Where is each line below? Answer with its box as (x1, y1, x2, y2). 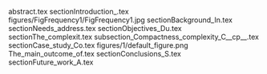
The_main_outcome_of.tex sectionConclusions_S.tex (8, 49, 182, 58)
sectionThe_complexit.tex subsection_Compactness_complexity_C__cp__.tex (8, 32, 259, 41)
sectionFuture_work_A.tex (8, 57, 94, 67)
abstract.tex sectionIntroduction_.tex (8, 7, 130, 16)
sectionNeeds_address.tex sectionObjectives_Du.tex (8, 24, 182, 33)
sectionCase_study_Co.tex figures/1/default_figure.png (8, 41, 188, 50)
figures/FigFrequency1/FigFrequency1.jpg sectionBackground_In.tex (8, 15, 233, 25)
